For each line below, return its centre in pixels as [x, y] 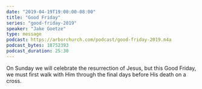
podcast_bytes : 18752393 [37, 46]
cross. [14, 81]
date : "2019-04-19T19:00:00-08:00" [51, 12]
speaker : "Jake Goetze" [36, 29]
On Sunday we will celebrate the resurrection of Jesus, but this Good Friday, [101, 68]
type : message [24, 34]
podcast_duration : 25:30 [37, 51]
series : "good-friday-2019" [42, 23]
